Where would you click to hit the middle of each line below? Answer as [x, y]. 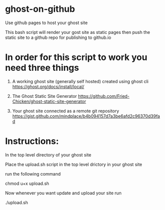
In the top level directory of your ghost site [48, 155]
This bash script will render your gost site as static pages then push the [78, 32]
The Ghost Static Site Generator [45, 96]
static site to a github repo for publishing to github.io [58, 37]
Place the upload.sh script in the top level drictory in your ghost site [74, 164]
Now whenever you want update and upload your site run [63, 193]
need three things [42, 68]
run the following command [33, 174]
